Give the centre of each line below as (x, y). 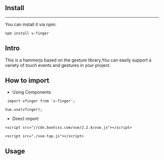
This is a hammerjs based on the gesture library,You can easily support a (78, 60)
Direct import (25, 119)
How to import (27, 81)
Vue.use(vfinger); (24, 110)
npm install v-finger (27, 33)
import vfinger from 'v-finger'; (41, 101)
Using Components (31, 92)
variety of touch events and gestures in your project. (58, 65)
